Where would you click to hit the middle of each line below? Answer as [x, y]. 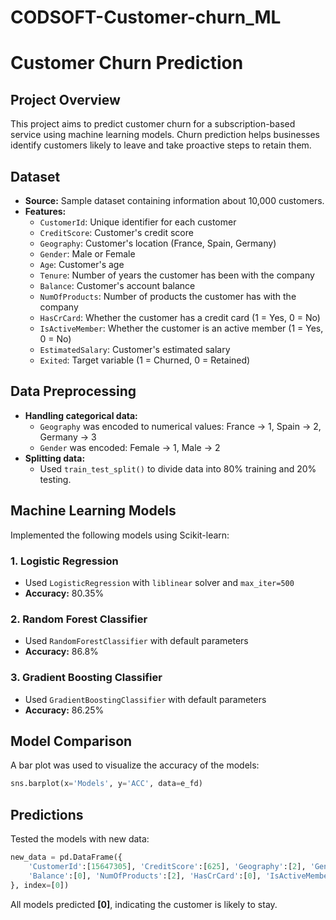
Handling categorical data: [81, 415]
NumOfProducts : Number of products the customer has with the [168, 296]
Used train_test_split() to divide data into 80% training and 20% [178, 468]
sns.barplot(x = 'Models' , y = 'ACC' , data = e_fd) [106, 784]
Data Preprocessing [73, 391]
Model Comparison [71, 741]
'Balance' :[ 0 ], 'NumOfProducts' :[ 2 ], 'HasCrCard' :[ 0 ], [145, 876]
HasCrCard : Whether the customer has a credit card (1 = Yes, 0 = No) [180, 317]
